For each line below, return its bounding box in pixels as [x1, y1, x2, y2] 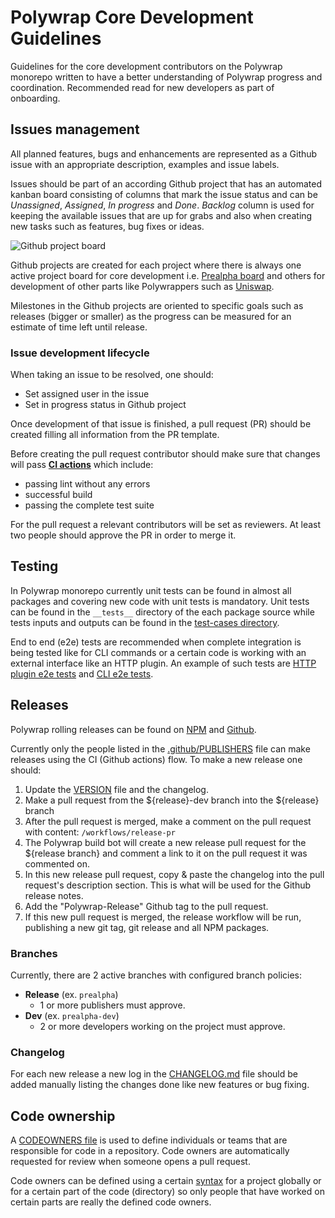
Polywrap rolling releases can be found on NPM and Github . [10, 723, 257, 735]
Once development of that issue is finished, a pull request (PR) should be [10, 418, 312, 430]
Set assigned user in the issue [24, 388, 150, 400]
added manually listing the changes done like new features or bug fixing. [10, 1079, 310, 1091]
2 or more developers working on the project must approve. [39, 1020, 286, 1032]
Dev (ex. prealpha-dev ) [24, 1009, 120, 1021]
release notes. [24, 889, 84, 901]
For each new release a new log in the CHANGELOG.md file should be [10, 1068, 298, 1080]
